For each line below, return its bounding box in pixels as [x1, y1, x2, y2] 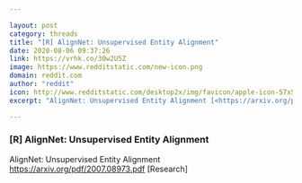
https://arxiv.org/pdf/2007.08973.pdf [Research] [9, 163, 189, 174]
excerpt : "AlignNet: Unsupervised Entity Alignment [9, 96, 207, 105]
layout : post [9, 21, 58, 30]
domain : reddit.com [9, 71, 83, 81]
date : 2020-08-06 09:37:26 [9, 46, 111, 55]
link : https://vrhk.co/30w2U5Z [9, 55, 127, 64]
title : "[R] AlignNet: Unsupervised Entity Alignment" [9, 38, 219, 47]
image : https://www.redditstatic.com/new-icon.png [9, 63, 203, 72]
